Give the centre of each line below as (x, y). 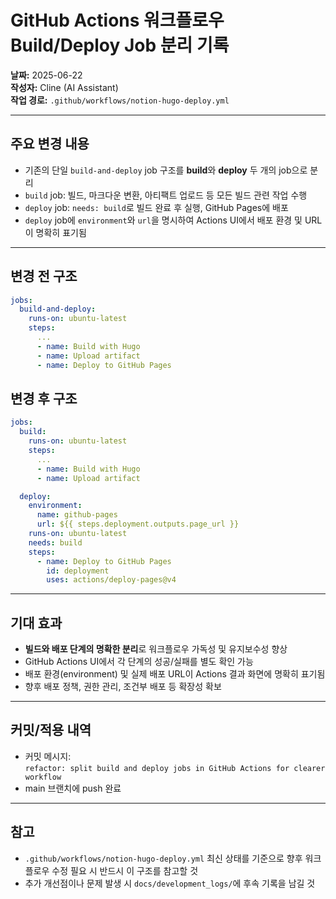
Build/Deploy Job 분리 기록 (120, 45)
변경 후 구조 (44, 398)
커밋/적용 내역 (51, 730)
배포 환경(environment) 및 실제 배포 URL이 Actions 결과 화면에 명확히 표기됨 (175, 674)
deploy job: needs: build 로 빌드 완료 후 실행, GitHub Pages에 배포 (156, 207)
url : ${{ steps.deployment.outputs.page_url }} (138, 524)
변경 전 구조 (44, 276)
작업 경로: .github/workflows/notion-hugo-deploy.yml (120, 100)
